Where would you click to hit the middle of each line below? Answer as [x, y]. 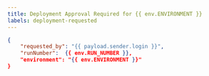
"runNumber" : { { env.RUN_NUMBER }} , [76, 53]
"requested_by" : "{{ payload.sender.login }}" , [92, 47]
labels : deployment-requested [52, 21]
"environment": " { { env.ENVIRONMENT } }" [81, 60]
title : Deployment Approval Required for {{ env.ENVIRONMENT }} [105, 14]
